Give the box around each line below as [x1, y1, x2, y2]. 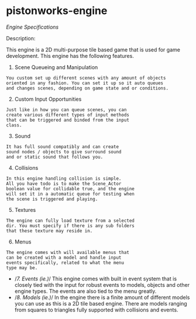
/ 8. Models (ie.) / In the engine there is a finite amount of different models [14, 294, 190, 301]
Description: [6, 35, 36, 42]
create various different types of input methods [6, 112, 130, 118]
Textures [14, 206, 36, 213]
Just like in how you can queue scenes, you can [6, 107, 127, 112]
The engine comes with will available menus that [6, 249, 130, 255]
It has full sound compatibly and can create [6, 143, 119, 150]
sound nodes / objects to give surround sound [6, 149, 122, 155]
